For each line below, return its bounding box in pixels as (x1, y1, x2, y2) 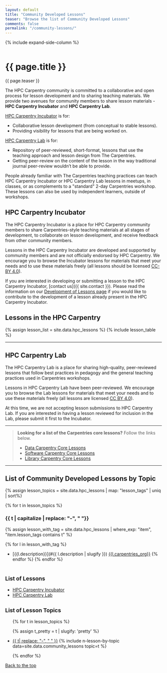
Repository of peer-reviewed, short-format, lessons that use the (12, 147, 144, 153)
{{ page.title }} (5, 61, 67, 73)
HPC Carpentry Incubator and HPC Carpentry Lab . (5, 103, 111, 110)
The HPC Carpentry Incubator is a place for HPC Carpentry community (5, 221, 151, 227)
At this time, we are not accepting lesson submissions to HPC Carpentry (5, 404, 153, 411)
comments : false (5, 21, 39, 26)
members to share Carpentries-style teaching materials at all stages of (5, 227, 150, 233)
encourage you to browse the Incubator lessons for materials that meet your (5, 258, 162, 264)
